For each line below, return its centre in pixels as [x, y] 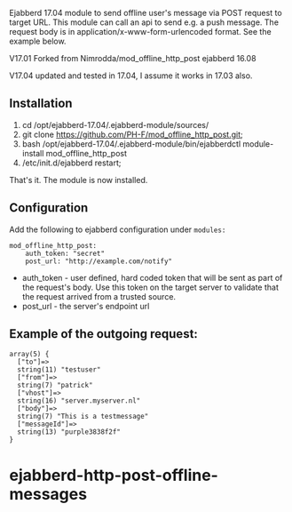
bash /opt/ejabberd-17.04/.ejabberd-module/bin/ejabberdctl [131, 144]
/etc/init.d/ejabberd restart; [71, 163]
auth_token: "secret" [65, 253]
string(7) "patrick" [55, 386]
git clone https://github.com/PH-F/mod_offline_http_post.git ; [133, 134]
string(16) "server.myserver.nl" [79, 401]
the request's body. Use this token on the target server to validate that [150, 287]
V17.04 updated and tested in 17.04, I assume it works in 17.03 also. [131, 76]
